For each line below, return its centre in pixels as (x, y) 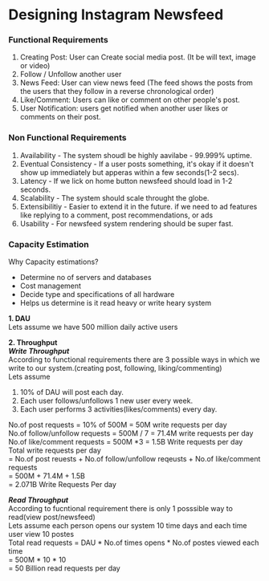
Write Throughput (39, 351)
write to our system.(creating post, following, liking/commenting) (115, 368)
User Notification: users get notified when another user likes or (124, 108)
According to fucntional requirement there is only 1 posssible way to (120, 509)
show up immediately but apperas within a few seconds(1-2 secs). (129, 172)
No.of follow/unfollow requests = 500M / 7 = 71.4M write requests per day (131, 433)
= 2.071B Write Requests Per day (62, 485)
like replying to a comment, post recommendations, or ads (116, 215)
